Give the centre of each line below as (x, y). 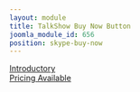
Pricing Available (41, 78)
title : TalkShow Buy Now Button (70, 26)
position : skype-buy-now (56, 43)
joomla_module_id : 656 (52, 34)
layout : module (38, 18)
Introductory (33, 69)
